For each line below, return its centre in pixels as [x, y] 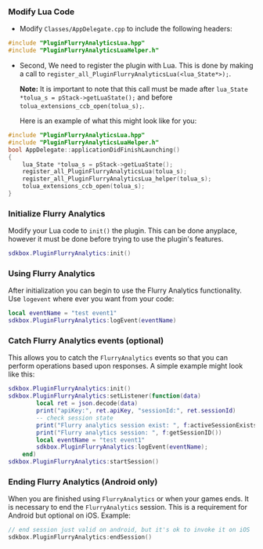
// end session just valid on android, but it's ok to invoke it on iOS [129, 530]
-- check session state [75, 418]
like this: [22, 374]
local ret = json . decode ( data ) [87, 404]
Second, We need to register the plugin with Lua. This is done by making [136, 66]
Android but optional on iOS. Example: [69, 515]
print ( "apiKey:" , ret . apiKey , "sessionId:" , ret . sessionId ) [136, 411]
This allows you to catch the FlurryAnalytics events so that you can [118, 358]
